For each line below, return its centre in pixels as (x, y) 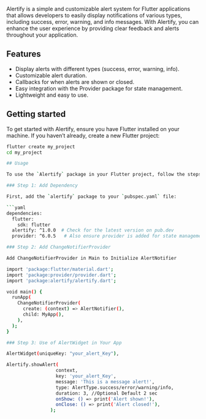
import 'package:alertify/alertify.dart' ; (61, 281)
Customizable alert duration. (51, 75)
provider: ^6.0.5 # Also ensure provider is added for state (94, 236)
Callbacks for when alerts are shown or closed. (75, 81)
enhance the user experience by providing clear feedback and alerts (93, 28)
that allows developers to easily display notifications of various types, (94, 15)
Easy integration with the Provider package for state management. (99, 88)
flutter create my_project (41, 146)
